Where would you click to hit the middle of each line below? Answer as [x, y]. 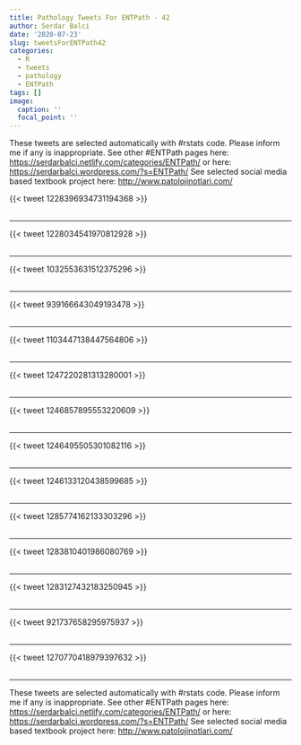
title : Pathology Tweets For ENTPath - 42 [90, 17]
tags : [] [26, 92]
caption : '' [40, 109]
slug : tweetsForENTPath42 [57, 43]
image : [21, 101]
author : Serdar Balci [50, 26]
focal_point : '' [47, 117]
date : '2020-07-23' [46, 34]
